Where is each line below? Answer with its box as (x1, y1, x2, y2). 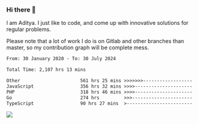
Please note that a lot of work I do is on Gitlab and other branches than (6, 38, 185, 45)
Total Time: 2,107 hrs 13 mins (6, 67, 86, 73)
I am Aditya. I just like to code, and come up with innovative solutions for (6, 19, 189, 27)
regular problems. (6, 26, 51, 33)
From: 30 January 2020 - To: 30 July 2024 (6, 56, 116, 62)
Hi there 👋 (6, 5, 37, 14)
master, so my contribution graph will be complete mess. (6, 44, 149, 51)
